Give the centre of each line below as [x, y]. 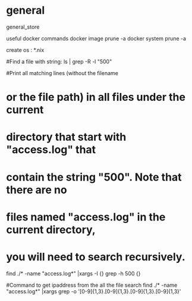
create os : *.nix [25, 50]
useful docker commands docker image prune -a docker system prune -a [96, 38]
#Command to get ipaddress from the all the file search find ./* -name [92, 285]
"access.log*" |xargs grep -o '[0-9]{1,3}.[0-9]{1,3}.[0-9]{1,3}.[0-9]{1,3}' [94, 291]
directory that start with [66, 137]
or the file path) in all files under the [96, 97]
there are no [37, 190]
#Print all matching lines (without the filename [62, 73]
